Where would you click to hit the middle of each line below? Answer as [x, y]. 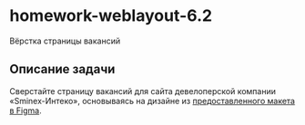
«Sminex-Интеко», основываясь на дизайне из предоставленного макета [152, 101]
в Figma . [26, 111]
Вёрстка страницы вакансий [65, 41]
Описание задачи [62, 69]
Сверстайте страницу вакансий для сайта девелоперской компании [142, 91]
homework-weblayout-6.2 [111, 16]
